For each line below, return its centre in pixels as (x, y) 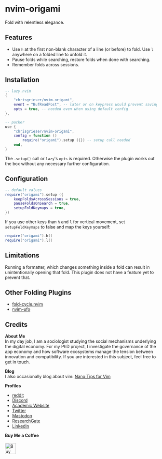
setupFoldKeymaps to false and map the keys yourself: (58, 227)
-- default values (23, 190)
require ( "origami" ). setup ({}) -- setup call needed (76, 140)
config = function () (35, 136)
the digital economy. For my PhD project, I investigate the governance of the (81, 347)
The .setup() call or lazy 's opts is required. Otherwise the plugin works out (80, 158)
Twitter (19, 411)
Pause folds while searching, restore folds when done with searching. (81, 60)
